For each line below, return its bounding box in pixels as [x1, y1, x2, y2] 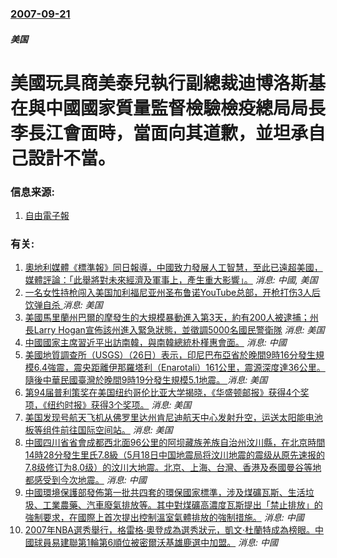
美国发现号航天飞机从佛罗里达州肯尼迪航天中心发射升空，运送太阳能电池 [24, 412, 323, 424]
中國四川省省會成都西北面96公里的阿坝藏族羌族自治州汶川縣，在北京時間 [24, 437, 326, 449]
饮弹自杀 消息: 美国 [24, 299, 103, 311]
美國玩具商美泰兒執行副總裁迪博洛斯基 [10, 72, 327, 94]
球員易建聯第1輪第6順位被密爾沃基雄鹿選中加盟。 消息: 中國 [33, 537, 279, 549]
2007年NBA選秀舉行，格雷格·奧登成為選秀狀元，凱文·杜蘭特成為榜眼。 [24, 524, 316, 536]
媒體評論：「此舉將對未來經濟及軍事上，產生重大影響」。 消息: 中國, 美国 [24, 274, 318, 286]
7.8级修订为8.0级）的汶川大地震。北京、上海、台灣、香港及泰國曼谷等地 [24, 462, 322, 474]
